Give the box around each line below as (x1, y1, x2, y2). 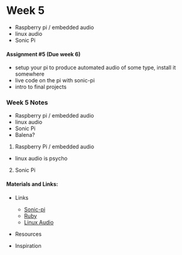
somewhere (14, 70, 45, 78)
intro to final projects (14, 83, 67, 91)
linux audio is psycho (14, 155, 68, 162)
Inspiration (14, 242, 42, 249)
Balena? (14, 131, 35, 139)
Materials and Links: (6, 180, 58, 188)
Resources (14, 230, 42, 237)
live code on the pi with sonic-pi (14, 77, 95, 84)
